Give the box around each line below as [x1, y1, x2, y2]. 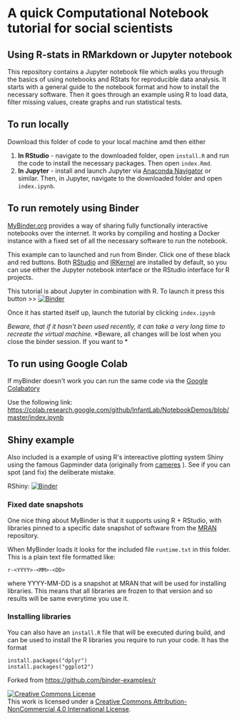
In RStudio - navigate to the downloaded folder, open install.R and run [17, 151, 230, 160]
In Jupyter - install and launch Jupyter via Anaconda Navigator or [17, 166, 212, 175]
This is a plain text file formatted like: [7, 552, 116, 561]
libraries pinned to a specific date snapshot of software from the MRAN [7, 523, 218, 532]
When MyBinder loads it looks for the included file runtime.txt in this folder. [7, 544, 231, 554]
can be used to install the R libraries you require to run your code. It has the [7, 635, 229, 644]
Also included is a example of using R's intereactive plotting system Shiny [7, 453, 224, 462]
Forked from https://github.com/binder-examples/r [7, 676, 156, 684]
